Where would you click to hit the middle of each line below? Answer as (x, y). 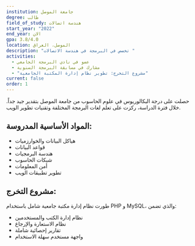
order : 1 (17, 84)
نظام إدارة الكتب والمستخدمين (49, 217)
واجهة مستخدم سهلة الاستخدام (49, 236)
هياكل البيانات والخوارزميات (45, 141)
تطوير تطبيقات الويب (38, 172)
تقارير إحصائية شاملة (38, 230)
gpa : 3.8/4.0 (22, 40)
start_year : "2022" (31, 28)
